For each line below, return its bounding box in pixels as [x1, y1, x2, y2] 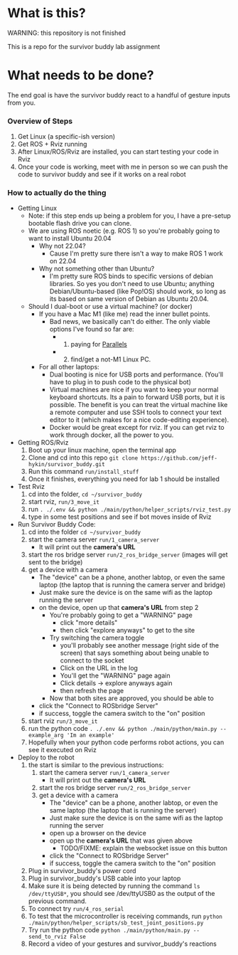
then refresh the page [60, 687, 124, 695]
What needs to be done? [7, 68, 154, 83]
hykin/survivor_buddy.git [28, 461, 105, 468]
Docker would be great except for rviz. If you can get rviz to [49, 423, 225, 432]
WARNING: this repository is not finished [7, 28, 126, 37]
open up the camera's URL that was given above [49, 836, 193, 845]
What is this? [7, 5, 87, 21]
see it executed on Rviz [28, 746, 97, 754]
